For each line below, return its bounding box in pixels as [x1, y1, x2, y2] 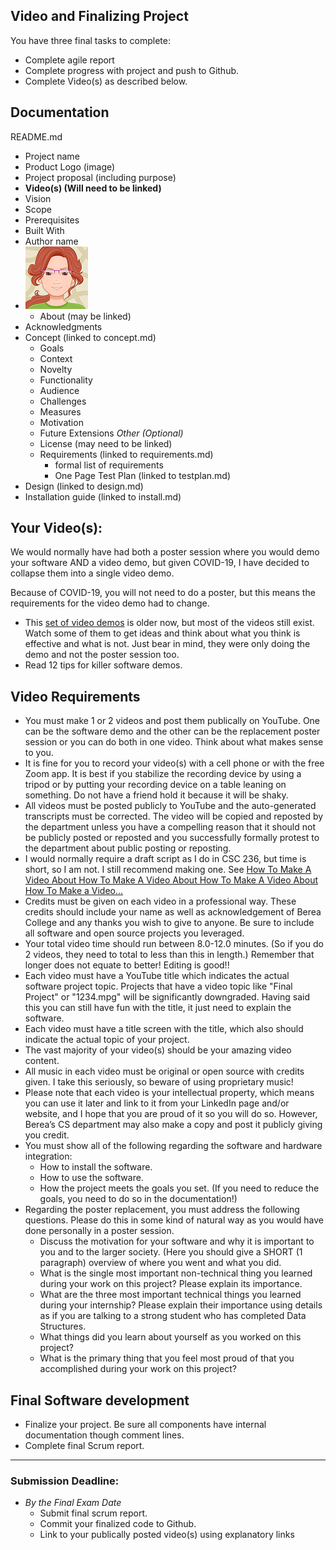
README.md [10, 130, 63, 143]
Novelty [39, 363, 73, 375]
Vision [24, 192, 52, 204]
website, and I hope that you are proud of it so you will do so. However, [24, 1108, 318, 1120]
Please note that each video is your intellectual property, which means [24, 1087, 315, 1099]
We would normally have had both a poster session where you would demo [10, 546, 320, 558]
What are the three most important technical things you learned [39, 1289, 302, 1301]
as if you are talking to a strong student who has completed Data [39, 1310, 307, 1322]
